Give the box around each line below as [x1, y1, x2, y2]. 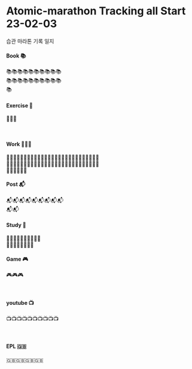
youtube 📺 [6, 299, 34, 306]
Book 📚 [6, 52, 26, 59]
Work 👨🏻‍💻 [6, 140, 32, 147]
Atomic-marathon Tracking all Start [6, 4, 186, 18]
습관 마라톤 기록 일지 [6, 37, 54, 44]
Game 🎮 [6, 255, 29, 262]
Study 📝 [6, 222, 26, 229]
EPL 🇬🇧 [6, 343, 27, 350]
